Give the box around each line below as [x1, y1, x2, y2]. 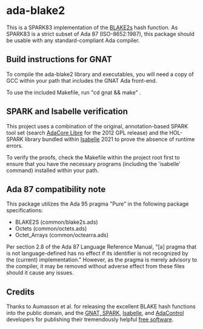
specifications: [6, 207, 44, 214]
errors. [6, 142, 23, 149]
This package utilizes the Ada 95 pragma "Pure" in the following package [6, 200, 189, 207]
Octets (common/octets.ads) [15, 225, 87, 232]
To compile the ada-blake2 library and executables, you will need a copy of [6, 71, 194, 78]
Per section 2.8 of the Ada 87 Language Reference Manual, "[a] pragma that [6, 243, 197, 251]
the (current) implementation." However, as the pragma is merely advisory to [6, 256, 198, 263]
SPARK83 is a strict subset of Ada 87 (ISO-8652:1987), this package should [6, 30, 195, 37]
